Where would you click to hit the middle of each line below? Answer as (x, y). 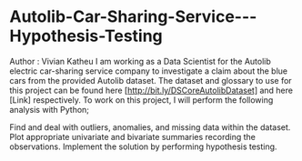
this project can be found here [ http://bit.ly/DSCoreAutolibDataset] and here (151, 90)
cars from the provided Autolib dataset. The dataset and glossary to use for (151, 80)
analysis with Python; (49, 109)
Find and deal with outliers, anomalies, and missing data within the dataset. (150, 127)
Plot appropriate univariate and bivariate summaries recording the (133, 136)
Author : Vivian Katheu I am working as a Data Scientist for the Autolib (140, 61)
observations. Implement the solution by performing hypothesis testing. (143, 146)
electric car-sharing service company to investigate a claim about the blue (149, 71)
